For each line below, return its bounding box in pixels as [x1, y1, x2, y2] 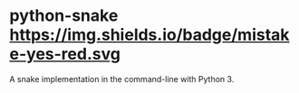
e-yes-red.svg [9, 44, 121, 64]
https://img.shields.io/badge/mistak [9, 24, 290, 45]
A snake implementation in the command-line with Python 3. [9, 73, 235, 84]
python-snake [9, 5, 119, 26]
